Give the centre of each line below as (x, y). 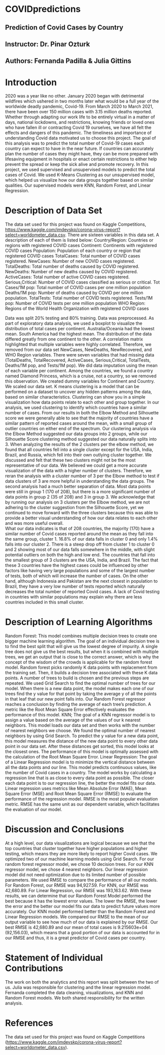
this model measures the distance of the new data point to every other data (82, 741)
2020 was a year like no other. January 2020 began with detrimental (75, 96)
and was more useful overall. (34, 523)
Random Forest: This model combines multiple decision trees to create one (81, 636)
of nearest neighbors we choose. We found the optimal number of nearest (80, 731)
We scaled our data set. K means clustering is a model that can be (72, 387)
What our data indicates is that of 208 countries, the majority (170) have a (80, 529)
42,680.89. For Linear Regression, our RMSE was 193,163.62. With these (78, 891)
